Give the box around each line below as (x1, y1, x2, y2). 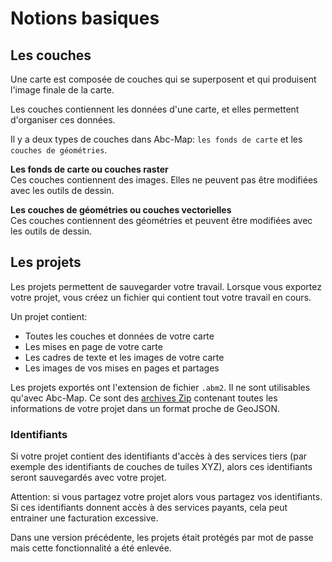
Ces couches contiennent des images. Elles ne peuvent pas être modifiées (10, 174, 318, 186)
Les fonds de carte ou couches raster (10, 163, 169, 175)
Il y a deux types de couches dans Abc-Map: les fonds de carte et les (10, 133, 303, 145)
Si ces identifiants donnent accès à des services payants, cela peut (10, 502, 288, 514)
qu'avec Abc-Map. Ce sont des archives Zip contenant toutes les (10, 392, 278, 404)
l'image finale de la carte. (10, 84, 115, 96)
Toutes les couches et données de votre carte (24, 330, 215, 342)
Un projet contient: (10, 310, 88, 322)
